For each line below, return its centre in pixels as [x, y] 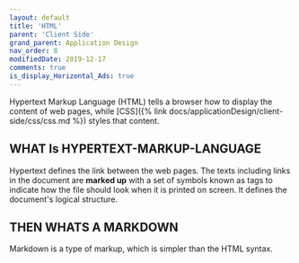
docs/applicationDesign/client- [226, 111]
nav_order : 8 [34, 51]
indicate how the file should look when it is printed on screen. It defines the [148, 189]
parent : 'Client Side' [52, 34]
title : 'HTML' [36, 26]
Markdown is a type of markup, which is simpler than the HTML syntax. [141, 249]
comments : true [38, 68]
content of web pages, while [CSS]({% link [88, 111]
